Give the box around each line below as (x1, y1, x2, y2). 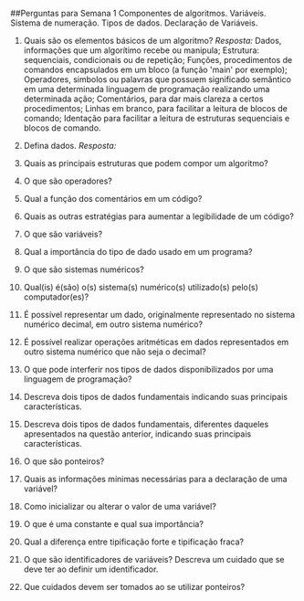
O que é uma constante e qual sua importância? (23, 519, 204, 529)
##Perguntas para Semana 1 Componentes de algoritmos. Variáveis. (10, 8, 267, 18)
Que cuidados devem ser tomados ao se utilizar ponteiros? (23, 582, 246, 592)
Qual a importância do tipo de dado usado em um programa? (23, 247, 253, 257)
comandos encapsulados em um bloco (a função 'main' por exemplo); (23, 64, 288, 75)
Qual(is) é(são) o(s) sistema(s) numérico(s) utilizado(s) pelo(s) (23, 282, 259, 292)
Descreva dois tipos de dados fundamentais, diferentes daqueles (23, 419, 269, 429)
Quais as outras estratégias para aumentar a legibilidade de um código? (23, 211, 295, 222)
